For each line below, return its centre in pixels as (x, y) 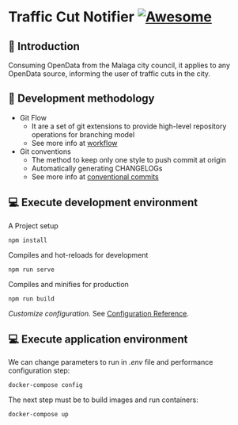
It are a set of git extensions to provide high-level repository (129, 126)
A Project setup (34, 225)
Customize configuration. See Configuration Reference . (99, 313)
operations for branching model (83, 134)
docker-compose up (38, 415)
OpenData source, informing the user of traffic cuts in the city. (110, 74)
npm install (28, 240)
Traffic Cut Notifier (71, 17)
